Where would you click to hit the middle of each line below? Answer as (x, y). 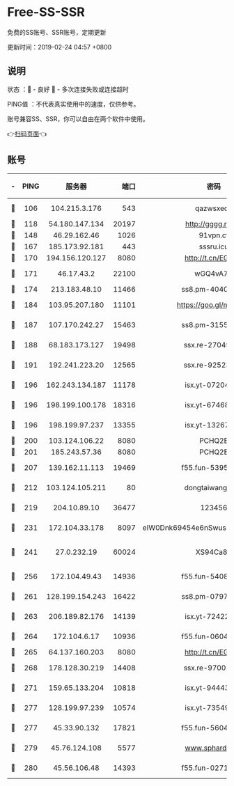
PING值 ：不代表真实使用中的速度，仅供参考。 (73, 104)
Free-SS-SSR (46, 12)
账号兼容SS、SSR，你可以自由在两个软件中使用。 (78, 118)
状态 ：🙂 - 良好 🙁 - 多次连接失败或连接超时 (68, 89)
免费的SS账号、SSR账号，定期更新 (57, 32)
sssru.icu (214, 246)
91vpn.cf (214, 235)
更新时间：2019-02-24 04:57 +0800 (60, 47)
